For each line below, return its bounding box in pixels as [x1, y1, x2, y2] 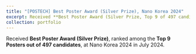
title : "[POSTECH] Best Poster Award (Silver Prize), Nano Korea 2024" [6, 8, 184, 15]
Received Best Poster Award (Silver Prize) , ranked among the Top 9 [6, 35, 171, 42]
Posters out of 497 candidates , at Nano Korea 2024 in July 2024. [6, 41, 165, 48]
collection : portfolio [6, 19, 61, 25]
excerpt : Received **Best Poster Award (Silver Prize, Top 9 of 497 [6, 14, 176, 20]
